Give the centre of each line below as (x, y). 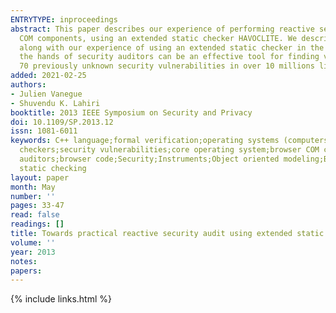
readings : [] (37, 224)
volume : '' (33, 242)
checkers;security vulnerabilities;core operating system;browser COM (169, 150)
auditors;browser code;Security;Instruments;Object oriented (149, 159)
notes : (24, 261)
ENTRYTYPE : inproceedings (64, 19)
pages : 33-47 (37, 206)
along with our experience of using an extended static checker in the (172, 47)
